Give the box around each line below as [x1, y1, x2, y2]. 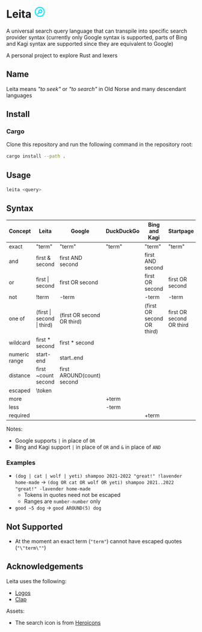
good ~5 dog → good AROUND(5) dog [14, 504, 102, 511]
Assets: [6, 607, 25, 615]
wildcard [8, 339, 31, 346]
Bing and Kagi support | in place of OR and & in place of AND [14, 443, 161, 450]
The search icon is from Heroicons [14, 619, 101, 626]
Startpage [168, 227, 194, 235]
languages [6, 92, 32, 99]
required [8, 412, 30, 419]
